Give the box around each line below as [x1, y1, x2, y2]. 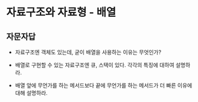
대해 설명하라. [14, 89, 48, 97]
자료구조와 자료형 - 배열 [6, 5, 117, 19]
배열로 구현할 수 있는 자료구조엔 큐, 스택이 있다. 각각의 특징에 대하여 [14, 62, 174, 68]
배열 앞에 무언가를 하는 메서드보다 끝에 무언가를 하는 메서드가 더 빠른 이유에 [14, 82, 193, 89]
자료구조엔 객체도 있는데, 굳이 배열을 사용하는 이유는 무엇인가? [14, 49, 162, 56]
